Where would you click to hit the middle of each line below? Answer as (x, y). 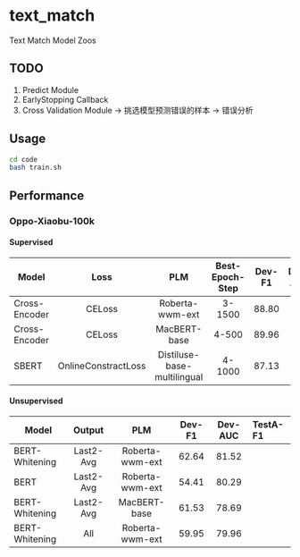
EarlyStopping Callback (65, 99)
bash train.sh (36, 168)
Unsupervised (36, 401)
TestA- (268, 425)
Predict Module (50, 89)
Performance (47, 195)
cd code (24, 159)
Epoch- (228, 276)
